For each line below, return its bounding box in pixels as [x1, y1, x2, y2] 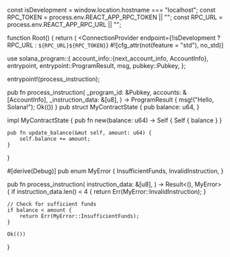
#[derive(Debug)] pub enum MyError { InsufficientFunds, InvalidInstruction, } [7, 167, 224, 175]
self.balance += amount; [19, 135, 91, 142]
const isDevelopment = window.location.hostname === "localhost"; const [7, 6, 216, 14]
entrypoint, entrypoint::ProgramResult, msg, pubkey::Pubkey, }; [7, 62, 186, 69]
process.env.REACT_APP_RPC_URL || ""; [7, 21, 122, 28]
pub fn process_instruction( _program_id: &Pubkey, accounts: [7, 89, 182, 96]
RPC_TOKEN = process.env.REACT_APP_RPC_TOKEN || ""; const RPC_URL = [7, 13, 223, 21]
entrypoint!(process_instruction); [7, 75, 100, 83]
